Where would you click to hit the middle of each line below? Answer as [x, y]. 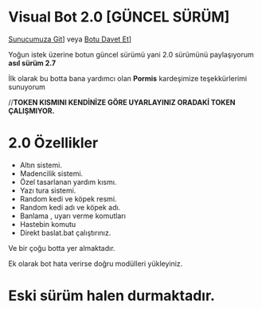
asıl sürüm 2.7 [32, 63]
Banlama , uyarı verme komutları [72, 216]
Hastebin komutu [48, 224]
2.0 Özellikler [53, 143]
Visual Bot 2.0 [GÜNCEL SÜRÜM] [119, 17]
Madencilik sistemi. [51, 173]
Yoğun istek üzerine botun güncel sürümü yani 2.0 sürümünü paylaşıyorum [131, 54]
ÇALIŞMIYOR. [31, 111]
